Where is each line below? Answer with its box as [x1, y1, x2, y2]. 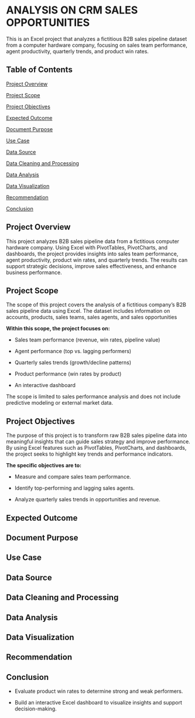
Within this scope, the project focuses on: [6, 325, 110, 332]
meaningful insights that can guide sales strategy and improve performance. [6, 438, 190, 445]
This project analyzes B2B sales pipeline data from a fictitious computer [6, 238, 180, 245]
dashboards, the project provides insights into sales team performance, [6, 250, 179, 257]
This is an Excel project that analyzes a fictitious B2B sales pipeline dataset [6, 35, 187, 42]
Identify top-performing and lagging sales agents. [14, 484, 135, 492]
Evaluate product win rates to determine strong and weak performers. [14, 688, 183, 695]
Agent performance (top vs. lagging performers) [14, 348, 132, 355]
